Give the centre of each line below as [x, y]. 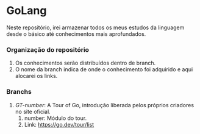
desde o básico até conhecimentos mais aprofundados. [76, 33]
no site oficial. [33, 111]
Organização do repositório [48, 49]
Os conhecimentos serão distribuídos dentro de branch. [85, 63]
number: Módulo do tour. [55, 118]
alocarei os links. [36, 76]
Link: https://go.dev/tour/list [59, 124]
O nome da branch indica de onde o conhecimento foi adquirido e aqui [104, 69]
